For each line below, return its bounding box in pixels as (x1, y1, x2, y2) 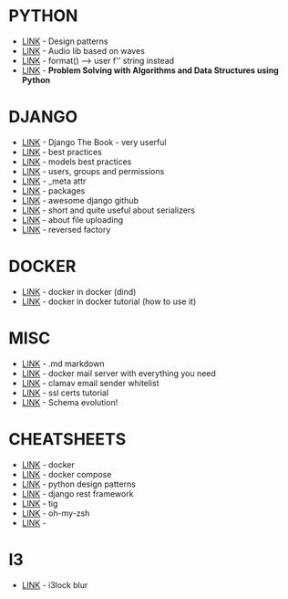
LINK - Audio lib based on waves (21, 45, 145, 56)
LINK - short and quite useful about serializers (21, 205, 195, 215)
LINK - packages (21, 184, 86, 196)
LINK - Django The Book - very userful (21, 136, 167, 147)
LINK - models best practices (21, 156, 132, 167)
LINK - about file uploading (21, 214, 124, 225)
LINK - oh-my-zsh (21, 508, 90, 519)
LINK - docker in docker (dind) (21, 286, 137, 297)
